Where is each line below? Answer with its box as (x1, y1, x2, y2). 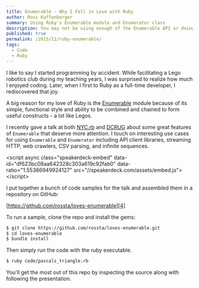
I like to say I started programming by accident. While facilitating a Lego (6, 69, 181, 76)
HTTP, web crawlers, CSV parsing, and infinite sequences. (6, 142, 149, 149)
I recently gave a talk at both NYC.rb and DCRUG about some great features (6, 123, 191, 130)
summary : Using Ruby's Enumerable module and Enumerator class (6, 20, 166, 25)
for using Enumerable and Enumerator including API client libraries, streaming (6, 136, 191, 143)
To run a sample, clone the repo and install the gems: (6, 213, 136, 220)
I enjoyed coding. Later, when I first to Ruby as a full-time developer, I (6, 81, 176, 89)
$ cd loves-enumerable (6, 231, 62, 236)
